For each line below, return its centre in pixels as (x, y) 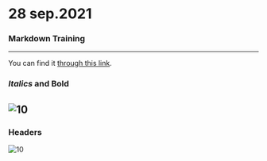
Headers (25, 132)
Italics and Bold (39, 84)
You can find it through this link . (60, 63)
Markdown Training (47, 39)
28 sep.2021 (50, 14)
